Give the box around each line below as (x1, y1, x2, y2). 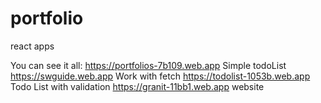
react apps (10, 40, 55, 52)
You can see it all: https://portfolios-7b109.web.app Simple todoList (10, 59, 287, 71)
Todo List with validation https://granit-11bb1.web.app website (10, 80, 265, 92)
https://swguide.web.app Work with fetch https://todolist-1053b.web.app (10, 70, 311, 82)
